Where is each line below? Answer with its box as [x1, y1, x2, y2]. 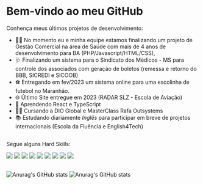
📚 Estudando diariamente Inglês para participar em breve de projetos [15, 114, 191, 121]
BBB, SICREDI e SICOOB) [15, 72, 79, 79]
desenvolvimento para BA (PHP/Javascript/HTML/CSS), [15, 49, 155, 56]
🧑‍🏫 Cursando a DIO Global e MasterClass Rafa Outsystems [15, 107, 163, 114]
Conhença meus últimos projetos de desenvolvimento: [6, 24, 143, 32]
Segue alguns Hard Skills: [6, 141, 71, 148]
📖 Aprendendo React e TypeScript [15, 100, 101, 108]
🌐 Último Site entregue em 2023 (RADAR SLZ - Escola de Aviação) [15, 94, 183, 101]
